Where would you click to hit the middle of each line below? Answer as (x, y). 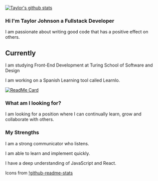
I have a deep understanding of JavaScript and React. (61, 163)
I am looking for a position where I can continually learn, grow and (73, 114)
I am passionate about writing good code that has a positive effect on (77, 32)
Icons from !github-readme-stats (39, 173)
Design (13, 71)
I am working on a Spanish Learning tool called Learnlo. (63, 80)
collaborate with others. (30, 119)
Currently (21, 53)
